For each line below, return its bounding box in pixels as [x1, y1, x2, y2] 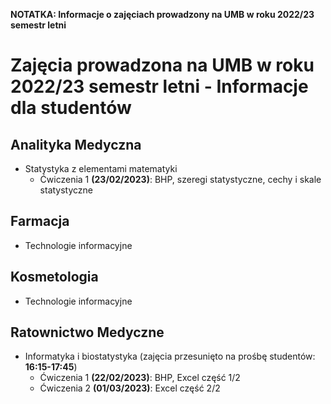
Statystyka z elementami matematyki [24, 163, 178, 174]
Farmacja [10, 213, 70, 230]
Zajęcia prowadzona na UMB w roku [10, 54, 315, 77]
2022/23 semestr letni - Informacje [10, 75, 309, 98]
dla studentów [10, 97, 132, 119]
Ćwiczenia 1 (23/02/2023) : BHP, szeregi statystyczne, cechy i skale [39, 174, 322, 185]
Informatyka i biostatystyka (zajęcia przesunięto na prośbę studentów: [24, 350, 316, 363]
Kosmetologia [10, 269, 99, 286]
